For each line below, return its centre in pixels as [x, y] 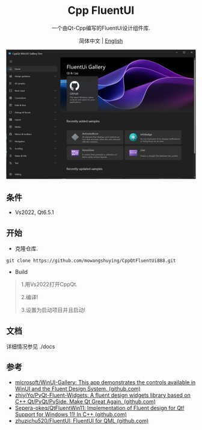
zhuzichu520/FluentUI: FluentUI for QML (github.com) [82, 420]
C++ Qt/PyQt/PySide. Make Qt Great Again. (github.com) [85, 401]
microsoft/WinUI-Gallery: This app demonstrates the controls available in [105, 382]
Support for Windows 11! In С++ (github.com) [71, 414]
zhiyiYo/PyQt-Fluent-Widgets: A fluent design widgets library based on [103, 395]
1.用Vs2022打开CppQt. [49, 285]
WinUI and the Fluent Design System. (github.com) [78, 388]
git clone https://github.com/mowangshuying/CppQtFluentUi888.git [91, 261]
